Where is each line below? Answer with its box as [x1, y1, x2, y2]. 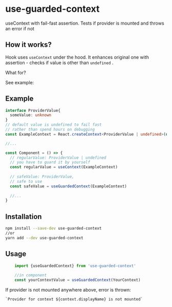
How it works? [5, 41, 52, 49]
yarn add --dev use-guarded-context [5, 235, 83, 240]
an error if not [5, 25, 35, 31]
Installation [5, 212, 42, 221]
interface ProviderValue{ [5, 108, 60, 113]
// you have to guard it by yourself [10, 160, 91, 165]
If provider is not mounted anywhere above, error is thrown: [5, 287, 131, 293]
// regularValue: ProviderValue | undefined [10, 155, 106, 160]
